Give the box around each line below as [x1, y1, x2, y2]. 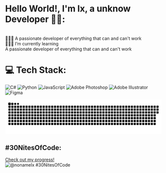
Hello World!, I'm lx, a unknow [5, 3, 131, 14]
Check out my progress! [5, 157, 55, 163]
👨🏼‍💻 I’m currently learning [5, 40, 59, 46]
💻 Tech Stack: [5, 64, 67, 76]
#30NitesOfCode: [5, 144, 62, 152]
